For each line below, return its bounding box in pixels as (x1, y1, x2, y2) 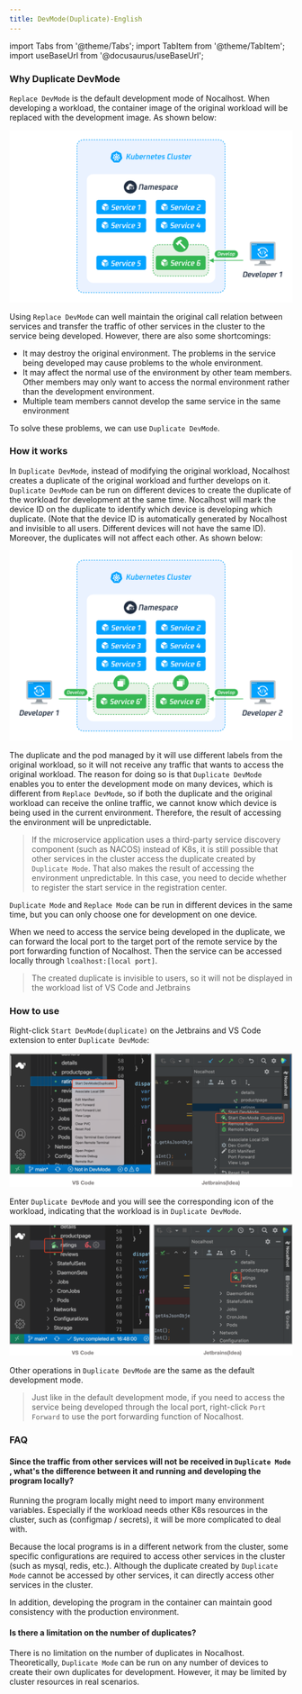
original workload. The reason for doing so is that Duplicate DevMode (9, 768, 262, 779)
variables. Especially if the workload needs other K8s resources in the (9, 1505, 268, 1516)
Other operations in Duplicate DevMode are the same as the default (9, 1365, 255, 1376)
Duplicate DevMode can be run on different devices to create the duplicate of (9, 485, 292, 495)
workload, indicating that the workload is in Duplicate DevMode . (9, 1206, 242, 1217)
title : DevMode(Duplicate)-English (9, 14, 143, 23)
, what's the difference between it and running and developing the (9, 1465, 262, 1476)
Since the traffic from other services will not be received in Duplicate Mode (9, 1455, 291, 1467)
